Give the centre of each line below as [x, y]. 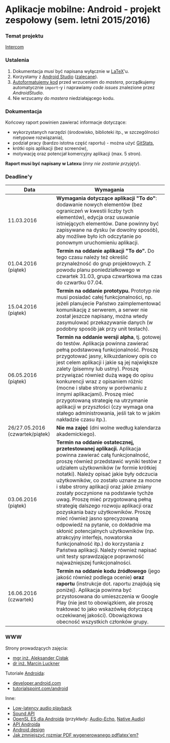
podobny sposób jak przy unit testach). [103, 329]
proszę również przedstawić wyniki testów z [109, 462]
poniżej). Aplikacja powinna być [94, 590]
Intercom [15, 47]
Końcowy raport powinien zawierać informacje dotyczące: [66, 122]
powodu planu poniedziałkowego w [98, 270]
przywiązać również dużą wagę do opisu [105, 375]
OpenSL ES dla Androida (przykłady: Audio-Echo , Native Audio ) [79, 719]
